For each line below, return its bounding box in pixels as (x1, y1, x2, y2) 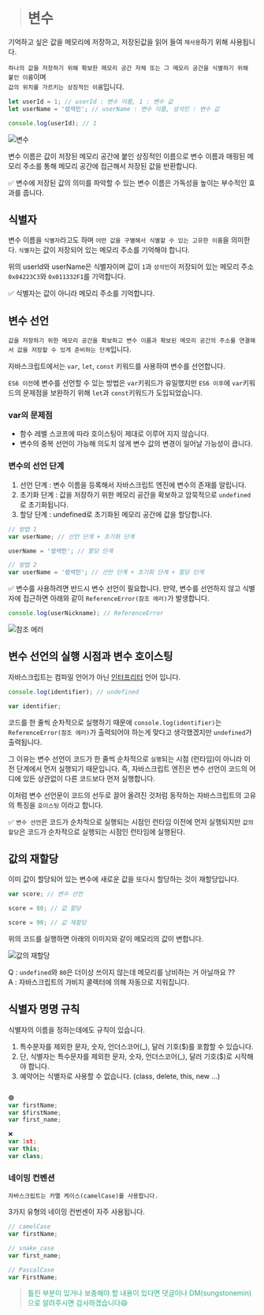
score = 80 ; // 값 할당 (8, 904, 81, 913)
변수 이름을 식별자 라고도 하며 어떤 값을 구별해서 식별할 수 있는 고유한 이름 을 (8, 236, 230, 245)
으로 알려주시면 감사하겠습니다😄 (27, 1298, 128, 1308)
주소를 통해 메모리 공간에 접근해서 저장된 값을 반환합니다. (22, 161, 198, 170)
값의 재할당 (8, 851, 59, 866)
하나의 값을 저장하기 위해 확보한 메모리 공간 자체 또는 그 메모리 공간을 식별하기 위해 (8, 64, 248, 72)
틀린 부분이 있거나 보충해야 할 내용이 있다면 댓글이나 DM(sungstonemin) (27, 1288, 252, 1298)
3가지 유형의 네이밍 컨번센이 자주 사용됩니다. (8, 1207, 146, 1216)
